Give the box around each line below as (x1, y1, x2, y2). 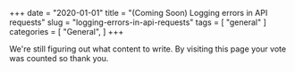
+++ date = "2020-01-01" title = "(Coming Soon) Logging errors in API (9, 8, 268, 18)
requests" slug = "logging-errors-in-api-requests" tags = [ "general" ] (9, 17, 266, 28)
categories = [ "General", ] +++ (9, 27, 124, 36)
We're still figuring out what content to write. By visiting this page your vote (9, 44, 287, 54)
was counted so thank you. (9, 53, 109, 63)
